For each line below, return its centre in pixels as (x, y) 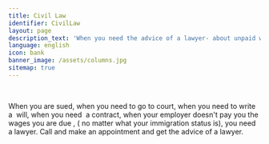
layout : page (30, 30)
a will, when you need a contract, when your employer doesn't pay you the (133, 114)
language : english (39, 46)
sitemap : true (32, 68)
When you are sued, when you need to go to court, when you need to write (132, 106)
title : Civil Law (37, 16)
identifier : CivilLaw (44, 23)
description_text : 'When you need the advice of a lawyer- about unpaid (132, 38)
